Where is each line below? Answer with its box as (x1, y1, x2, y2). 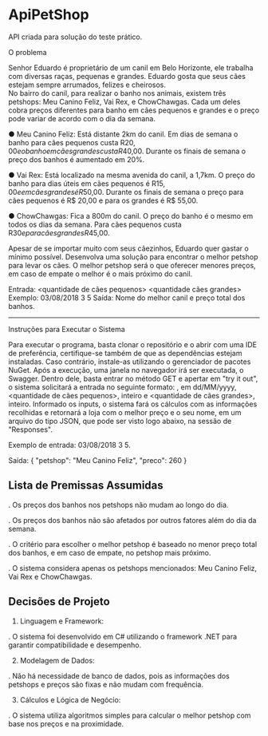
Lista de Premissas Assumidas (8, 479, 164, 493)
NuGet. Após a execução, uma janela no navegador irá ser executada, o (8, 365, 244, 374)
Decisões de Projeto (8, 595, 110, 608)
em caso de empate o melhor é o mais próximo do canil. (8, 269, 193, 279)
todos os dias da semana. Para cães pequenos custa (8, 220, 182, 229)
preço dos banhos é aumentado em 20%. (8, 154, 145, 164)
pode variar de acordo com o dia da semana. (8, 113, 156, 123)
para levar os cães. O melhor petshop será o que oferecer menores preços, (8, 260, 257, 270)
